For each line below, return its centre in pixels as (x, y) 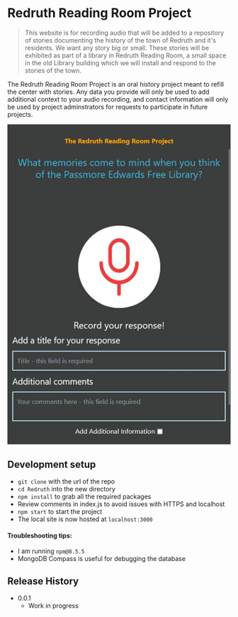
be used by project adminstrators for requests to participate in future (108, 107)
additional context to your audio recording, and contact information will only (118, 99)
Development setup (52, 464)
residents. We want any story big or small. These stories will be (117, 48)
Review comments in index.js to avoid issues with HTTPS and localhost (121, 504)
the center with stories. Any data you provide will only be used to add (108, 92)
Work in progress (53, 606)
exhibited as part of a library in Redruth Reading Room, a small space (125, 55)
